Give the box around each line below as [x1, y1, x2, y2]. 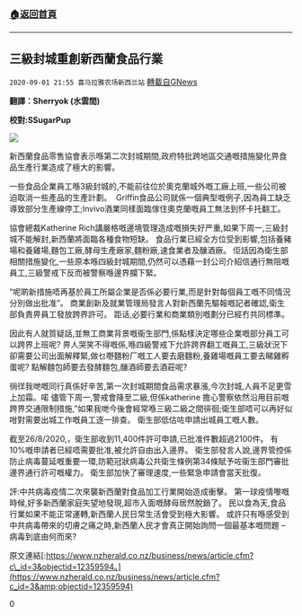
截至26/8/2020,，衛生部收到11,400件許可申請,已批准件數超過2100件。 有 [9, 434, 279, 444]
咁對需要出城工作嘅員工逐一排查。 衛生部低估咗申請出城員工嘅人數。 [9, 415, 263, 426]
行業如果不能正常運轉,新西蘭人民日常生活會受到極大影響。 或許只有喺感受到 [9, 509, 289, 520]
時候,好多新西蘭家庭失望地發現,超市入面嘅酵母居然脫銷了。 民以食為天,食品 [9, 497, 287, 508]
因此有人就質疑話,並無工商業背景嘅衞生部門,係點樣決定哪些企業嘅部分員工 [9, 328, 282, 339]
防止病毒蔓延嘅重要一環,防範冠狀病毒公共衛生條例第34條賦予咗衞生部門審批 [9, 456, 289, 467]
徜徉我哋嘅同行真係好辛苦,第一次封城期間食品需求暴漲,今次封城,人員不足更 [9, 381, 285, 392]
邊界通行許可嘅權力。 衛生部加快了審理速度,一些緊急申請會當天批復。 [9, 467, 266, 478]
